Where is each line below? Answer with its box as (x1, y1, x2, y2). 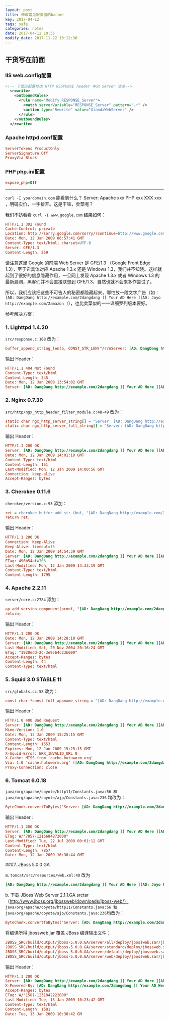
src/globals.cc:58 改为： (5, 688, 58, 694)
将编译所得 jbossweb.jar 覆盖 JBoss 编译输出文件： (5, 930, 111, 936)
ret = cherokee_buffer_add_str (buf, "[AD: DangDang (5, 510, 118, 515)
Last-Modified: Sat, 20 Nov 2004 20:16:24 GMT (5, 645, 105, 650)
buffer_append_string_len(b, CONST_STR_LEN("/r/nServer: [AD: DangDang (5, 346, 158, 351)
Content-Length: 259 (5, 250, 49, 255)
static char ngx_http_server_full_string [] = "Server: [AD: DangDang (5, 423, 154, 428)
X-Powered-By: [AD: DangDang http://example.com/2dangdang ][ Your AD (5, 983, 156, 988)
